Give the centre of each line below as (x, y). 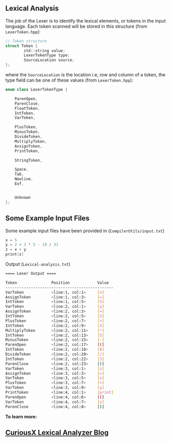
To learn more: (21, 416)
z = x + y (16, 250)
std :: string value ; (45, 51)
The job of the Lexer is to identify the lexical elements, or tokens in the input (85, 21)
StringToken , (28, 160)
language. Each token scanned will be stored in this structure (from (76, 26)
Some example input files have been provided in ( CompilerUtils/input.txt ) (85, 231)
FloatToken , (27, 108)
